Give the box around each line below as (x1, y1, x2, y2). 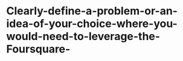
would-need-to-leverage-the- (6, 30, 161, 43)
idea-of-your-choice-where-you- (6, 17, 178, 30)
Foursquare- (6, 42, 71, 56)
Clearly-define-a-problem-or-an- (6, 4, 178, 18)
